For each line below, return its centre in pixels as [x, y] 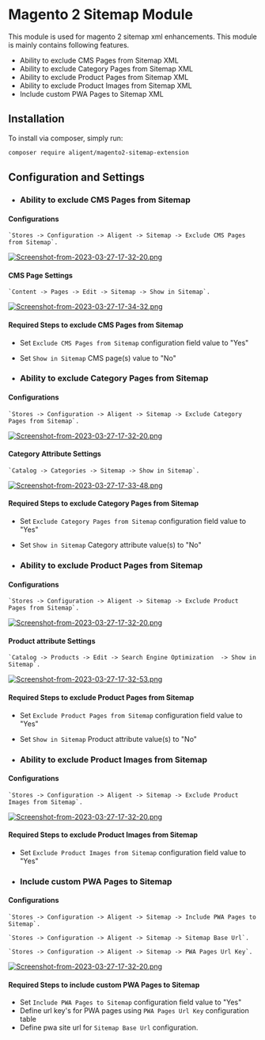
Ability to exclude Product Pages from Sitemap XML [104, 77]
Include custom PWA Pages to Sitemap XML [91, 94]
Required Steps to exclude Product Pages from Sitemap [101, 698]
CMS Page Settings [41, 275]
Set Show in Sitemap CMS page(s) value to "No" [98, 357]
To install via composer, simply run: [66, 138]
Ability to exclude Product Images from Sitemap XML [106, 86]
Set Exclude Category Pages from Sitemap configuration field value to [133, 522]
